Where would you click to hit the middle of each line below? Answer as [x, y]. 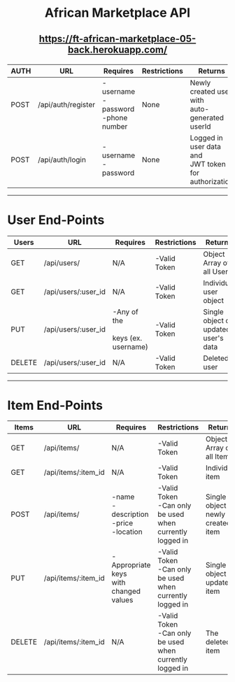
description [130, 514]
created [202, 91]
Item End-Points [55, 405]
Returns [212, 71]
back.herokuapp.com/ [117, 49]
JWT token [208, 164]
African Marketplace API [117, 13]
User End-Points [56, 220]
